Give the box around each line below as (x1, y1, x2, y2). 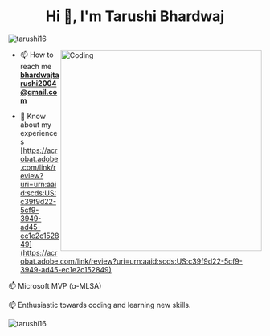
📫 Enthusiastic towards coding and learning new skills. (8, 300, 191, 309)
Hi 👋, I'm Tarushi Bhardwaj (45, 7, 225, 26)
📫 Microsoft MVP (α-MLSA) (8, 281, 102, 290)
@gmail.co (19, 87, 58, 96)
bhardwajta (19, 70, 59, 80)
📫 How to (19, 50, 54, 59)
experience (19, 128, 58, 137)
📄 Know (19, 111, 47, 121)
